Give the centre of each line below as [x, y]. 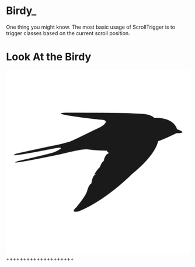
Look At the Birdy [49, 57]
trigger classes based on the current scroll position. [68, 33]
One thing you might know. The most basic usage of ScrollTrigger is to [91, 27]
